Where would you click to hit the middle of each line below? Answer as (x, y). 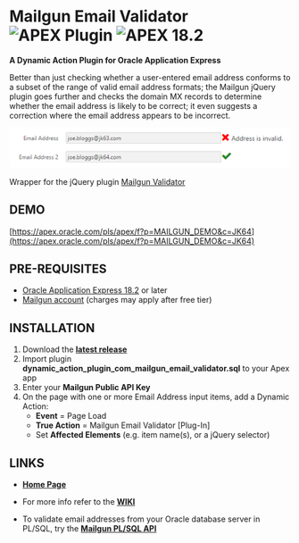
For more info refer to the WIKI (79, 501)
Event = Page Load (71, 416)
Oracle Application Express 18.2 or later (95, 290)
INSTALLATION (52, 328)
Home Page (44, 484)
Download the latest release (75, 349)
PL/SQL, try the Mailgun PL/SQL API (89, 528)
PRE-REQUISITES (58, 268)
